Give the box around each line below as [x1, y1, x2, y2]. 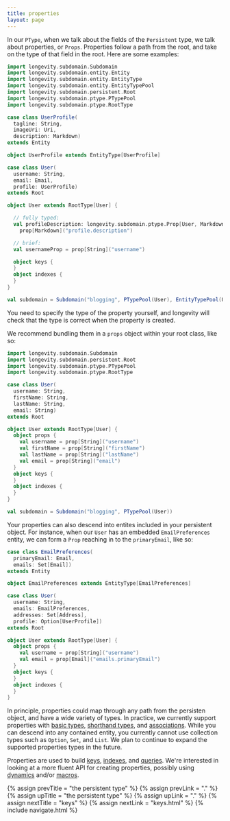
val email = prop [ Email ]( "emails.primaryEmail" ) [19, 656, 161, 663]
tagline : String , [13, 120, 63, 127]
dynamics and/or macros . [7, 771, 79, 779]
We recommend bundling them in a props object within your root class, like [7, 329, 218, 337]
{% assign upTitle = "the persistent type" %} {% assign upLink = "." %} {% [7, 791, 218, 800]
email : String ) [13, 406, 57, 414]
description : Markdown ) [13, 133, 81, 140]
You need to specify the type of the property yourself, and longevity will [7, 308, 210, 316]
